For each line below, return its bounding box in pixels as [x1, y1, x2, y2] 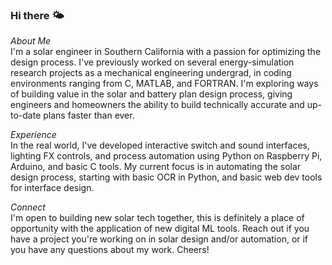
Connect [10, 201, 46, 213]
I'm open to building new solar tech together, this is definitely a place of [10, 212, 305, 224]
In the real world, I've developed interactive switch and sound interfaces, [10, 139, 310, 152]
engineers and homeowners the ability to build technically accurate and [10, 99, 305, 111]
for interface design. [10, 182, 95, 194]
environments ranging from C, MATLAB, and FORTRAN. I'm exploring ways [10, 78, 319, 90]
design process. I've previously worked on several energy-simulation [10, 56, 295, 68]
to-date [10, 109, 42, 122]
